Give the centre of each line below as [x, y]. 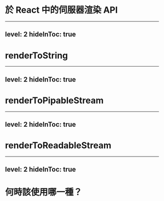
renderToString [37, 56]
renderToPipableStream [54, 100]
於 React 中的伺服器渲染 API [61, 10]
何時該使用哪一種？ [44, 192]
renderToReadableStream [58, 145]
